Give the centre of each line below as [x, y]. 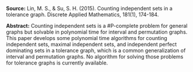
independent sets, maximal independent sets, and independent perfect [92, 44]
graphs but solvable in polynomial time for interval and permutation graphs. [97, 32]
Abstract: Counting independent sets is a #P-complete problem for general [97, 26]
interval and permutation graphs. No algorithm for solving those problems [95, 57]
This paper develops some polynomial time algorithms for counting [87, 38]
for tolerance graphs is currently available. [57, 63]
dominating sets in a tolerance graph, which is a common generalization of [96, 51]
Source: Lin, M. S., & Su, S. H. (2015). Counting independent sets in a [89, 8]
